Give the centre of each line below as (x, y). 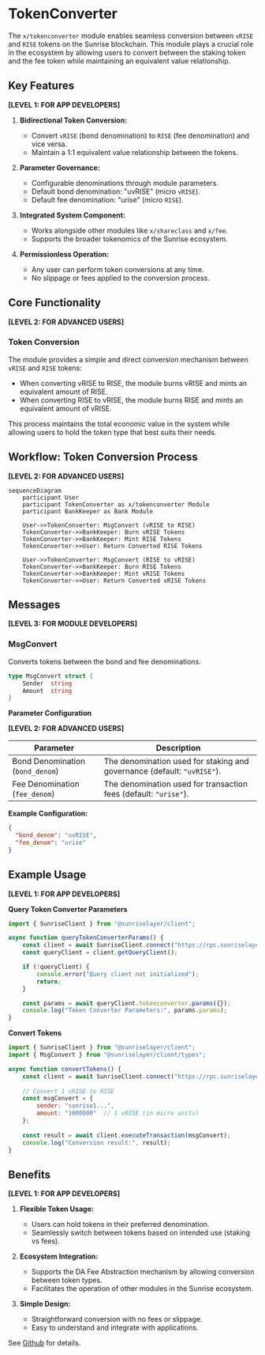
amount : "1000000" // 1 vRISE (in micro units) (118, 1113)
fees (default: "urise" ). (146, 794)
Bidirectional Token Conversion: (73, 120)
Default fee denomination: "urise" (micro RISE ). (107, 199)
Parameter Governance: (60, 168)
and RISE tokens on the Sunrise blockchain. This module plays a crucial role (131, 44)
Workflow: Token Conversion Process (103, 457)
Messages (34, 605)
